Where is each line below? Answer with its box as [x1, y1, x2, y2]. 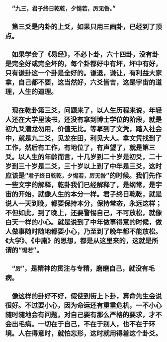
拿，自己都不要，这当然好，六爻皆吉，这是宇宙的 [5, 78, 156, 86]
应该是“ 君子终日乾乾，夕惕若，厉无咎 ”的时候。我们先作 [5, 171, 162, 179]
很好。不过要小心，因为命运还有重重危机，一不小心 [5, 301, 162, 310]
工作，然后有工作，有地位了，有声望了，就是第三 [5, 143, 156, 152]
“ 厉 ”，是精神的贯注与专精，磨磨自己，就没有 [11, 264, 149, 272]
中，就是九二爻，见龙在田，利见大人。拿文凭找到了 [5, 134, 162, 142]
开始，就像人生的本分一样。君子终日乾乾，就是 [18, 190, 162, 198]
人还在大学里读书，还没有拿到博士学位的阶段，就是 [5, 115, 162, 124]
